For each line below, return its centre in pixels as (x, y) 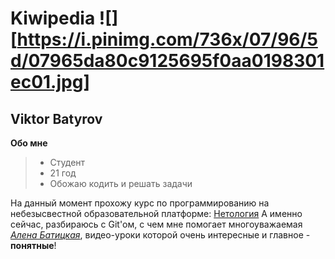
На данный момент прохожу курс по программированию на (140, 203)
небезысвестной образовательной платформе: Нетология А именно (156, 213)
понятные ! (33, 245)
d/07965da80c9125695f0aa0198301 (167, 61)
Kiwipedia (53, 18)
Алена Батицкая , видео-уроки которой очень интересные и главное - (160, 235)
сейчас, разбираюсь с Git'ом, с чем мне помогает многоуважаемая (156, 224)
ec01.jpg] (50, 82)
